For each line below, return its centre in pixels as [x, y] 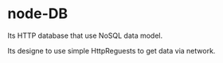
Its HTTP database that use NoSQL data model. [85, 35]
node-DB [38, 14]
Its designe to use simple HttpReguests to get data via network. [111, 50]
